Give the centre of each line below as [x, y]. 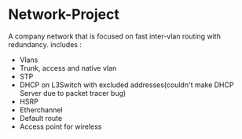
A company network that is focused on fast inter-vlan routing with [115, 36]
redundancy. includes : [45, 44]
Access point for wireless [60, 126]
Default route [41, 118]
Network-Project [64, 15]
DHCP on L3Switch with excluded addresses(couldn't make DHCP [126, 85]
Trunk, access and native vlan [68, 68]
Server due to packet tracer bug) [73, 93]
